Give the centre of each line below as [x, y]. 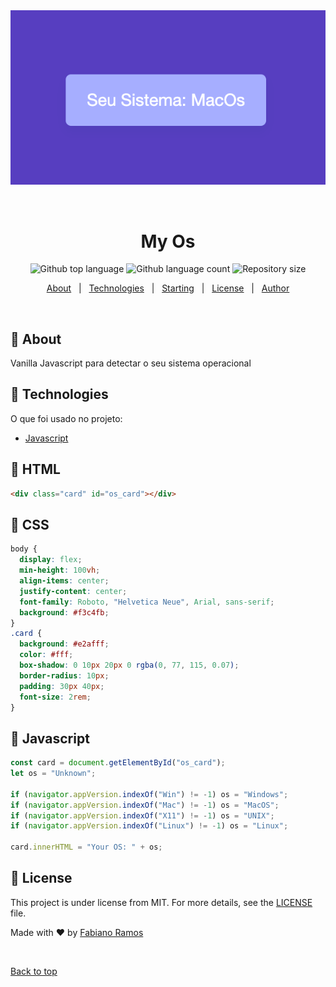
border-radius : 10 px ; [64, 675]
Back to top [34, 971]
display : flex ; [51, 560]
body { [24, 549]
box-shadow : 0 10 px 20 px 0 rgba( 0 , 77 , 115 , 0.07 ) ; [129, 665]
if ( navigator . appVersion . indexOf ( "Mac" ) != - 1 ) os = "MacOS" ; [145, 805]
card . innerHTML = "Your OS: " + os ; [86, 847]
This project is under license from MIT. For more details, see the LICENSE [161, 902]
